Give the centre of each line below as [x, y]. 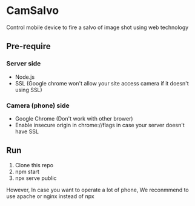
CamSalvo [33, 11]
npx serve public [36, 178]
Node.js [25, 77]
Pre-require [29, 46]
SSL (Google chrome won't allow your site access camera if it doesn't [102, 83]
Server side [24, 64]
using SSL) [28, 90]
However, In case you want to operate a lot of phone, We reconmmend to [97, 190]
